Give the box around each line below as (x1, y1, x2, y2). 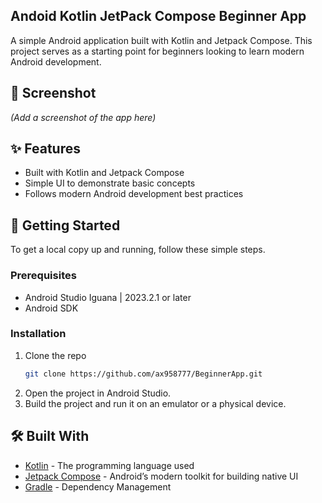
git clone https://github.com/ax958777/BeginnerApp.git (24, 369, 263, 379)
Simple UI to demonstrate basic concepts (24, 177, 196, 189)
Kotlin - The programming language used (24, 459, 195, 471)
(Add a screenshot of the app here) (10, 111, 157, 123)
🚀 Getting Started (10, 217, 121, 234)
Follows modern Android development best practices (24, 188, 244, 200)
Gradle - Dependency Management (24, 480, 172, 493)
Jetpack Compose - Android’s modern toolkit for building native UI (24, 470, 299, 482)
